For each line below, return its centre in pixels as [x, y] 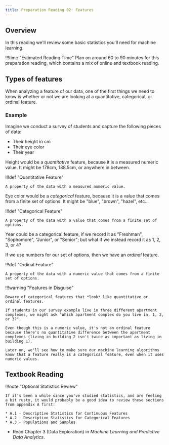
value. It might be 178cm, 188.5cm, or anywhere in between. [68, 167]
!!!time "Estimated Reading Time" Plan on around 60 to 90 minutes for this [82, 58]
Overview [21, 31]
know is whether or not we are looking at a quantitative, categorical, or [79, 97]
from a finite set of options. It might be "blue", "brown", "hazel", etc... [77, 201]
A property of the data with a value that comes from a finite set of [81, 220]
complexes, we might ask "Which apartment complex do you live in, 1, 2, [85, 314]
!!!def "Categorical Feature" [34, 211]
